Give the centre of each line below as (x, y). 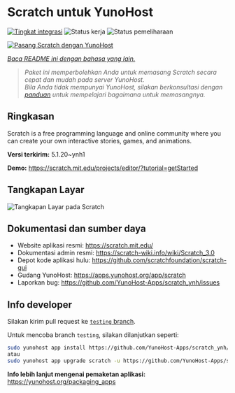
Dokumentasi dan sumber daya (77, 228)
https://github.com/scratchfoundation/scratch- (159, 260)
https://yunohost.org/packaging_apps (62, 381)
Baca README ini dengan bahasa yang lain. (71, 58)
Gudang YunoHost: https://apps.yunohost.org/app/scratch (102, 275)
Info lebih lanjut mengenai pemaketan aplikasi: (76, 374)
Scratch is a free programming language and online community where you (114, 133)
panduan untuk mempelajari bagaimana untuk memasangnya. (115, 94)
